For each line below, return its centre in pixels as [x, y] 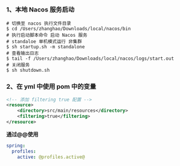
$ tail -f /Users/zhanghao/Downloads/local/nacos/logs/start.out [90, 59]
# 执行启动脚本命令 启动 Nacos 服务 [47, 35]
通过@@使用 [22, 134]
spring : [16, 145]
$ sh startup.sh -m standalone [46, 47]
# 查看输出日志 [23, 53]
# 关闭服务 [18, 65]
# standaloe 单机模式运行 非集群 [44, 42]
